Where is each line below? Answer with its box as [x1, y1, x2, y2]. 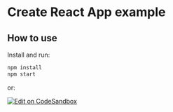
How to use [7, 32, 57, 44]
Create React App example [7, 4, 166, 20]
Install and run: [7, 50, 50, 59]
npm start [7, 71, 36, 78]
